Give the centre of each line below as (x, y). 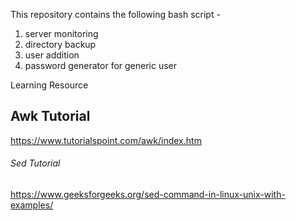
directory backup (60, 44)
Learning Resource (49, 85)
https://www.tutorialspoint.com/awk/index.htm (106, 140)
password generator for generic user (101, 65)
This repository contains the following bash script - (115, 14)
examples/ (32, 205)
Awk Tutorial (50, 116)
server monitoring (61, 33)
